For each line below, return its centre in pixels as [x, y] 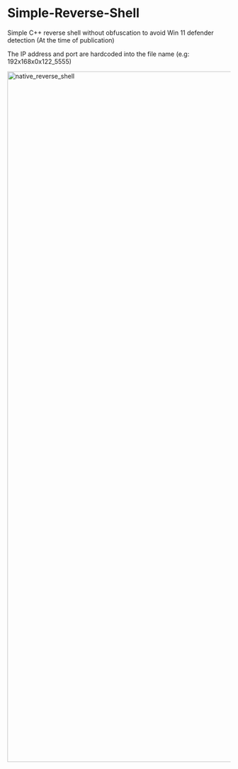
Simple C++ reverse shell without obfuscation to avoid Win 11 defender [110, 33]
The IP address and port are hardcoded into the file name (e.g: [98, 54]
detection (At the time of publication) [61, 40]
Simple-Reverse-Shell [74, 13]
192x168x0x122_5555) [40, 61]
